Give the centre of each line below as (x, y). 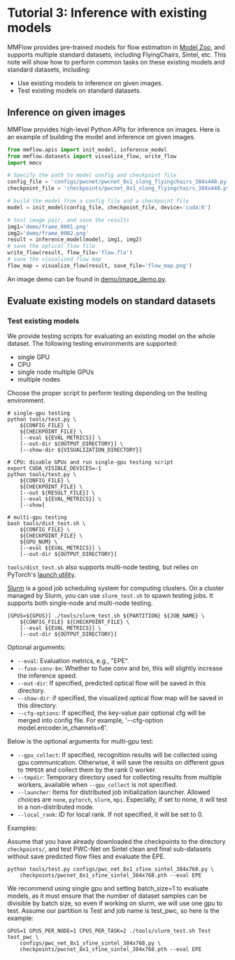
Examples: (22, 828)
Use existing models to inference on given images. (90, 83)
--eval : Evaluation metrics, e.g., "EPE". (73, 661)
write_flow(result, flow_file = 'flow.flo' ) (70, 253)
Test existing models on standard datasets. (79, 90)
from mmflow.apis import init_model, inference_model (87, 149)
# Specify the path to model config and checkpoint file (92, 175)
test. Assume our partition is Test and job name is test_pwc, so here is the (113, 911)
